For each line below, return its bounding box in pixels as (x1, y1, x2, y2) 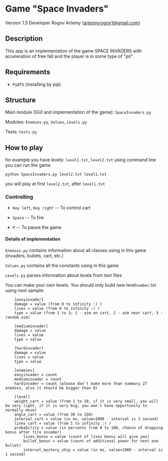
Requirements (5, 68, 50, 76)
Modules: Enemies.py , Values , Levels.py (5, 119, 87, 125)
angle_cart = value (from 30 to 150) (14, 412, 94, 417)
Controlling (5, 193, 34, 200)
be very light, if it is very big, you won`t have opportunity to (5, 403, 147, 408)
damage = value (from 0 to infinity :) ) (14, 301, 102, 306)
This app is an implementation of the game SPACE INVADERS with (5, 47, 142, 54)
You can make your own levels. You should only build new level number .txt (5, 282, 156, 288)
